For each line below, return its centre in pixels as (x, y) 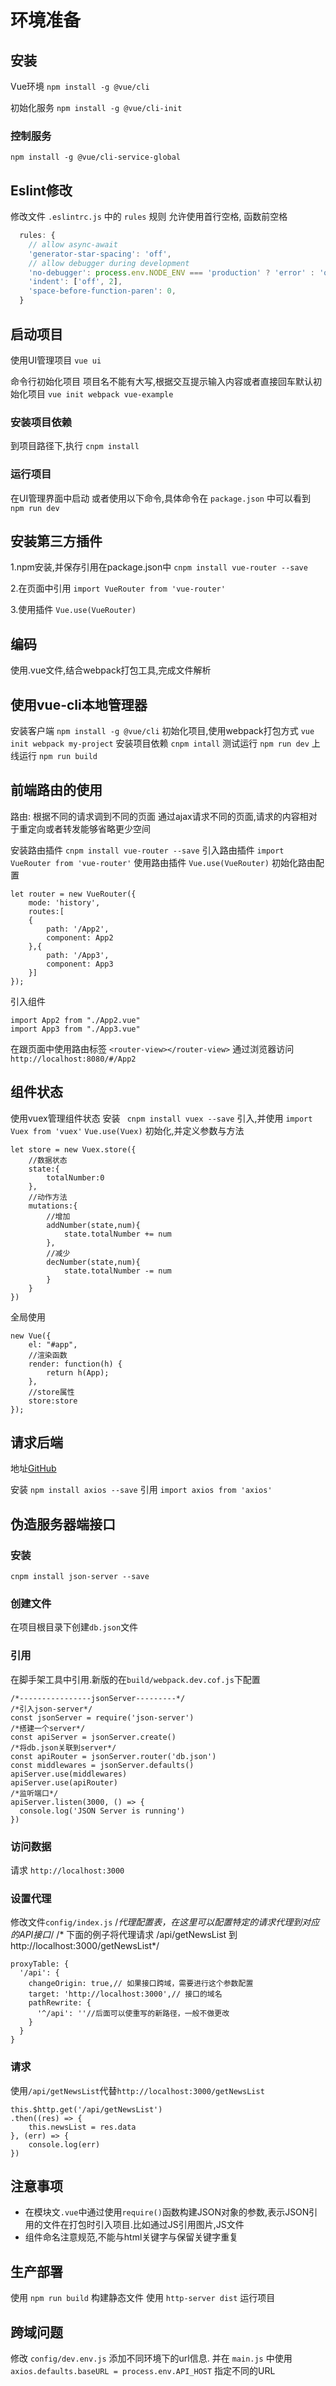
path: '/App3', (78, 955)
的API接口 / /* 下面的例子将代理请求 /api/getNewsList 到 (124, 1935)
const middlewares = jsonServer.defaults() (102, 1765)
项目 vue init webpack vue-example (100, 393)
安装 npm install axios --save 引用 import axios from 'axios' (141, 1490)
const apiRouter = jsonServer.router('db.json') (113, 1756)
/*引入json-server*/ (51, 1709)
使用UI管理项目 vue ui (56, 360)
